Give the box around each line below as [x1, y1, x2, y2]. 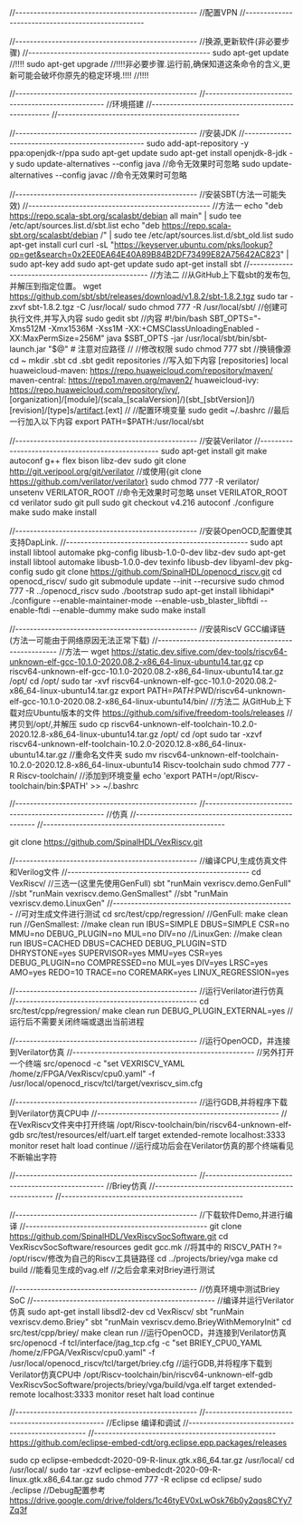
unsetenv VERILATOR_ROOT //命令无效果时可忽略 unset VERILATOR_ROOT [9, 487, 289, 498]
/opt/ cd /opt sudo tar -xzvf [160, 729, 262, 740]
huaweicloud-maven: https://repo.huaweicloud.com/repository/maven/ [9, 365, 273, 375]
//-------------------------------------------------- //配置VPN [9, 7, 238, 17]
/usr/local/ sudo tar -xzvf [9, 1464, 102, 1475]
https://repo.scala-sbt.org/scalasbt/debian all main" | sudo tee [9, 210, 242, 221]
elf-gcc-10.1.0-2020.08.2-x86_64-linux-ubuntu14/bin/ [9, 696, 209, 706]
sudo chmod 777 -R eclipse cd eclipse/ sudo [95, 1474, 262, 1484]
